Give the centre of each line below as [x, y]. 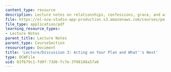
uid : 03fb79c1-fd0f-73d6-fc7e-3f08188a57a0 [52, 62]
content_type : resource [31, 10]
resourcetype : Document [31, 48]
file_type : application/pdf [35, 24]
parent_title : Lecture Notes [36, 39]
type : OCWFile [20, 57]
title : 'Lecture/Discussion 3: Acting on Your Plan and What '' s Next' [82, 52]
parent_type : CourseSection [35, 43]
